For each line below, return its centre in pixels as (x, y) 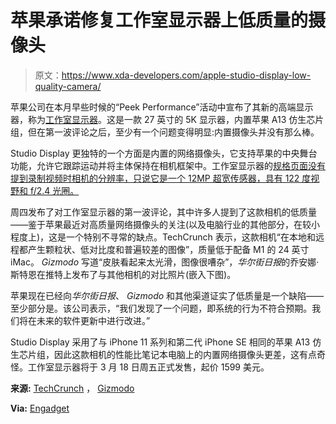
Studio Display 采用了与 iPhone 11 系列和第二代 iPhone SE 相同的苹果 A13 (160, 342)
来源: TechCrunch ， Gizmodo (72, 388)
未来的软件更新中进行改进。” (93, 320)
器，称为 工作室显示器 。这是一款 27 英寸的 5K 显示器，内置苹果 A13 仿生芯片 (167, 119)
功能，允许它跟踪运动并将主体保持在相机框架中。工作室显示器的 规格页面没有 (168, 165)
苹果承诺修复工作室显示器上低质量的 (159, 20)
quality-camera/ (68, 86)
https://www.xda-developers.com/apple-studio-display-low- (186, 75)
